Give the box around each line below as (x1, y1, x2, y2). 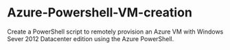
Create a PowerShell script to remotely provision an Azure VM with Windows (7, 27, 224, 36)
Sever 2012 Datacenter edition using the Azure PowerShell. (7, 34, 174, 42)
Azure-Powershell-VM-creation (7, 5, 192, 21)
